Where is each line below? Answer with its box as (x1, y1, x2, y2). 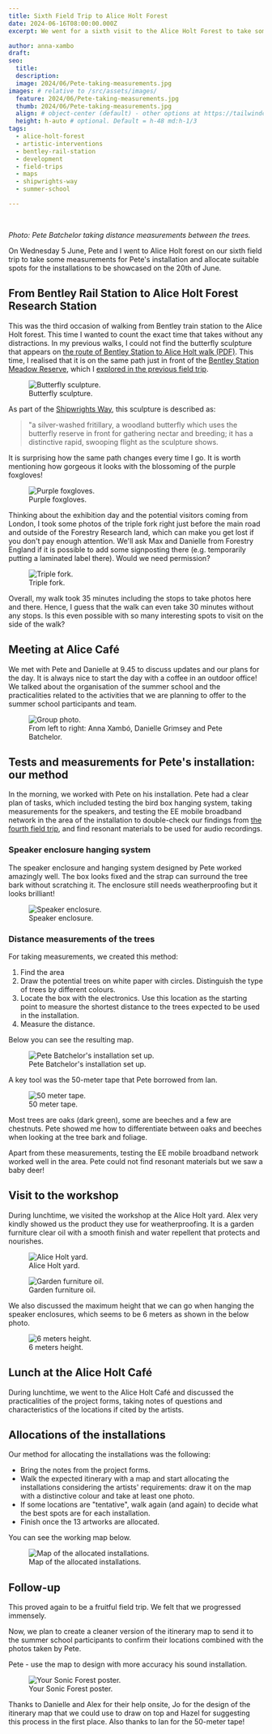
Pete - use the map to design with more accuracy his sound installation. (8, 1659, 248, 1669)
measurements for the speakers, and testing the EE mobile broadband (8, 807, 242, 817)
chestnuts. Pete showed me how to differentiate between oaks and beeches (8, 1124, 262, 1133)
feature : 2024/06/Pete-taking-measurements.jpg (15, 94, 180, 102)
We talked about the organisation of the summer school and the (8, 681, 221, 691)
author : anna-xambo (8, 41, 74, 50)
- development (15, 155, 63, 163)
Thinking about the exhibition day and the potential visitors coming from (8, 510, 249, 520)
